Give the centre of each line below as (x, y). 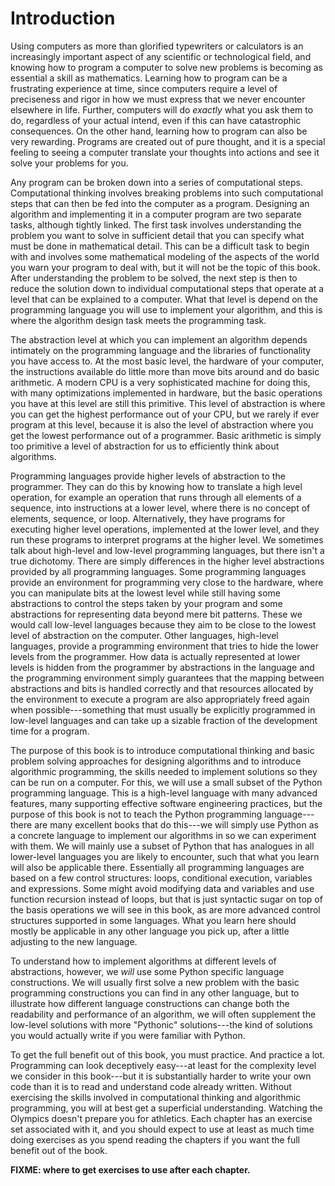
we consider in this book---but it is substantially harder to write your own (161, 1076)
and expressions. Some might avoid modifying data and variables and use (162, 888)
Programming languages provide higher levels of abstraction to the (148, 476)
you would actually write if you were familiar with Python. (128, 1035)
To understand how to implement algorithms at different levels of (143, 961)
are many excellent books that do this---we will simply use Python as (176, 824)
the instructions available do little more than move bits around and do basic (165, 371)
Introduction (63, 18)
